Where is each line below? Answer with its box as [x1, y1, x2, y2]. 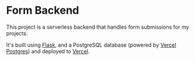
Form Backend [6, 4, 79, 17]
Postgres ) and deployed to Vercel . [6, 47, 90, 54]
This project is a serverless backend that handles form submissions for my [6, 23, 190, 30]
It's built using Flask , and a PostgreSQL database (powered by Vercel [6, 41, 177, 48]
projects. [6, 29, 28, 36]
